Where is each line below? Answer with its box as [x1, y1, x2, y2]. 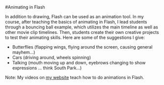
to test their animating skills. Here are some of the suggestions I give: [5, 34, 145, 40]
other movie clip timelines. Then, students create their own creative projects [5, 29, 159, 35]
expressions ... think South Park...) [12, 65, 82, 71]
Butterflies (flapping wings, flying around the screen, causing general [12, 44, 153, 50]
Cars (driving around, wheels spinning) [12, 55, 91, 60]
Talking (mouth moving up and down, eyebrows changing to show [12, 60, 146, 65]
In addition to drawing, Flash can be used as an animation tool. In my [5, 14, 144, 19]
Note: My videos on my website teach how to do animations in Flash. [5, 75, 144, 80]
